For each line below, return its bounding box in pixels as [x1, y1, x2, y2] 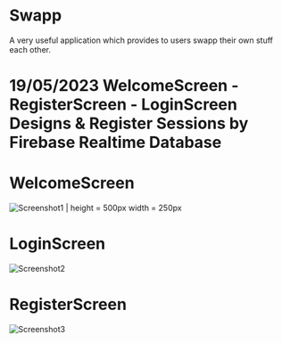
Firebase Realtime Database [9, 133, 222, 152]
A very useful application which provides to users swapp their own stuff [9, 35, 274, 45]
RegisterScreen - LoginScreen [9, 94, 238, 115]
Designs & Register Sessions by [9, 113, 249, 134]
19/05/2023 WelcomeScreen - [9, 76, 239, 96]
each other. [9, 44, 52, 54]
